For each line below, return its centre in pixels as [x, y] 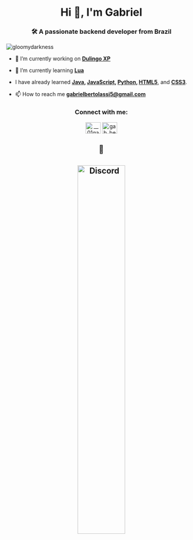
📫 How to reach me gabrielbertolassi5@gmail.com [80, 94]
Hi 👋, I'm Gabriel [101, 12]
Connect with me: [101, 112]
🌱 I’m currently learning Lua [49, 70]
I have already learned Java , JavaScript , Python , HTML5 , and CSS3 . [101, 82]
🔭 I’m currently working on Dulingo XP [63, 59]
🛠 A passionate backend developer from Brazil [101, 31]
